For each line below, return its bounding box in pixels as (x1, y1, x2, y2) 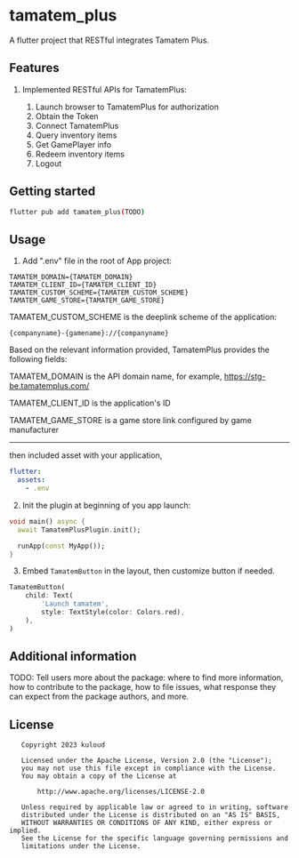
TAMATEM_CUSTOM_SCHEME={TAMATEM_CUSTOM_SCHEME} (9, 288, 190, 298)
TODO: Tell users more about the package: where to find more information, (9, 672, 284, 683)
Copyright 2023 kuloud (20, 741, 105, 750)
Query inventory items (35, 130, 117, 140)
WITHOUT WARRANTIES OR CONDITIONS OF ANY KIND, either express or (20, 819, 273, 828)
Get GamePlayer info (35, 139, 112, 149)
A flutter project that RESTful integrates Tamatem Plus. (9, 35, 210, 45)
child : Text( (25, 591, 74, 600)
